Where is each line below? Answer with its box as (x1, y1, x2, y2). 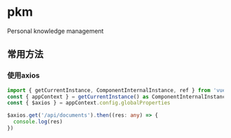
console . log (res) (13, 118, 63, 126)
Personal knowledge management (7, 27, 104, 35)
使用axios (7, 71, 40, 80)
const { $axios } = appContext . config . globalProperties (7, 100, 170, 106)
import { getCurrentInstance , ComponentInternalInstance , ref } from (7, 87, 211, 93)
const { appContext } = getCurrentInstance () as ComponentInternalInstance (7, 93, 229, 100)
